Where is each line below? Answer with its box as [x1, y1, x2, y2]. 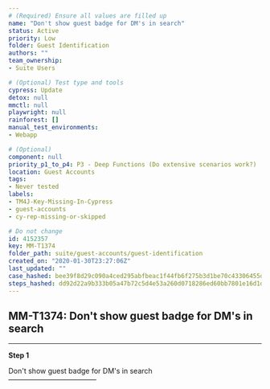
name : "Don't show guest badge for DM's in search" [8, 19, 185, 27]
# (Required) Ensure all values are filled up [8, 11, 167, 20]
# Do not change [8, 227, 63, 235]
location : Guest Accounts [8, 168, 95, 176]
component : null [8, 153, 63, 161]
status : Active [8, 27, 59, 35]
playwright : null [8, 109, 67, 117]
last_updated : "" [8, 264, 67, 272]
